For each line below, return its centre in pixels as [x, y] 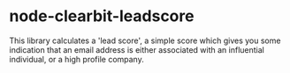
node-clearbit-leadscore [102, 16]
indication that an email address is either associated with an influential [137, 49]
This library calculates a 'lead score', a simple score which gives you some [145, 40]
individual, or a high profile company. [76, 59]
